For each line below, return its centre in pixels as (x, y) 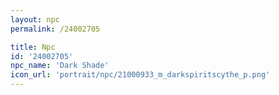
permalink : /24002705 (55, 29)
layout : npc (35, 19)
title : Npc (33, 47)
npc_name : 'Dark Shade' (60, 66)
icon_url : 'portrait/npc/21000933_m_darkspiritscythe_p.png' (140, 75)
